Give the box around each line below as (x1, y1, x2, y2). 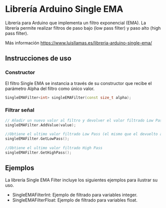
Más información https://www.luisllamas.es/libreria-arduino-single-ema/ (5, 40, 152, 45)
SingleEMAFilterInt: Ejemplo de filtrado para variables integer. (12, 192, 138, 198)
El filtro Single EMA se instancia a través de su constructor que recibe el (5, 80, 152, 86)
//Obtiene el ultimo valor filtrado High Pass (5, 146, 103, 151)
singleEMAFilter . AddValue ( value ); (5, 123, 77, 127)
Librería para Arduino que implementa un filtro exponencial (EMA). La (5, 20, 146, 26)
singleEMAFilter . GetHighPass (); (5, 150, 72, 155)
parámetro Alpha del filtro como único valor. (5, 85, 95, 91)
